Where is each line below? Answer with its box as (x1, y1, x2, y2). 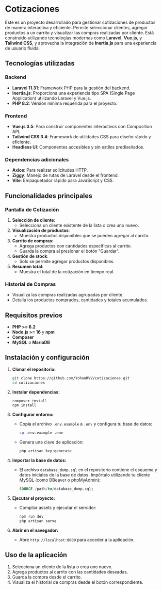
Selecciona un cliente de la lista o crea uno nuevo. (12, 564, 113, 570)
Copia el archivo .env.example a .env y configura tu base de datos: (19, 421, 153, 427)
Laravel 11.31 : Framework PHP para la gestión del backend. (12, 85, 130, 91)
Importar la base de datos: (12, 458, 66, 463)
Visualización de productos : (12, 227, 70, 233)
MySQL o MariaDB (12, 340, 50, 345)
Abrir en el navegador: (12, 527, 59, 533)
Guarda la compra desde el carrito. (12, 574, 82, 580)
